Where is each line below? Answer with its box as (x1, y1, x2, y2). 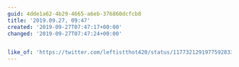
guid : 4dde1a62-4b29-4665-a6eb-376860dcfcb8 (7, 10, 142, 18)
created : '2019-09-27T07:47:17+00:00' (7, 23, 122, 30)
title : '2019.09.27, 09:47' (7, 17, 91, 24)
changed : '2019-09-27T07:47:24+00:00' (7, 30, 122, 37)
